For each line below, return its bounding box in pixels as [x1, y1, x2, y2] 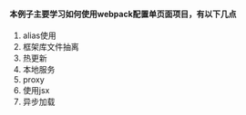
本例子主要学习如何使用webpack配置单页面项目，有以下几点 [9, 8, 237, 19]
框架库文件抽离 [22, 42, 79, 53]
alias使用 [22, 30, 56, 41]
